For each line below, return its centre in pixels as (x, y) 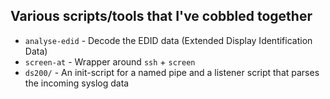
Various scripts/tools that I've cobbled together (161, 16)
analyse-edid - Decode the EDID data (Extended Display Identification (168, 40)
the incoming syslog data (77, 83)
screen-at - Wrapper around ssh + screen (110, 61)
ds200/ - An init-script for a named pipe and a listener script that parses (172, 72)
